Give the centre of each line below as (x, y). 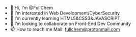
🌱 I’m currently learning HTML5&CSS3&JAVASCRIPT (65, 18)
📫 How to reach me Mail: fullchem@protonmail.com (65, 29)
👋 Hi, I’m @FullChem (32, 8)
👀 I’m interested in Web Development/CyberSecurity (65, 13)
